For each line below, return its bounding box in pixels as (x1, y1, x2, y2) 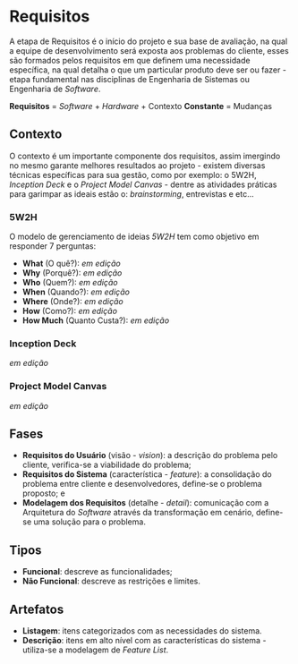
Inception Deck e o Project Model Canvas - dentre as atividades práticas (9, 179, 277, 190)
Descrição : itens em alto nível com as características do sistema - (21, 635, 267, 646)
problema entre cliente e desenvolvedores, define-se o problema (21, 479, 262, 489)
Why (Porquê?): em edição (21, 268, 123, 278)
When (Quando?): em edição (21, 286, 130, 297)
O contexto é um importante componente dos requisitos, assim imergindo (9, 150, 281, 161)
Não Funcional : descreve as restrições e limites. (21, 575, 201, 587)
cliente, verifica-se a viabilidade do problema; (21, 459, 192, 471)
